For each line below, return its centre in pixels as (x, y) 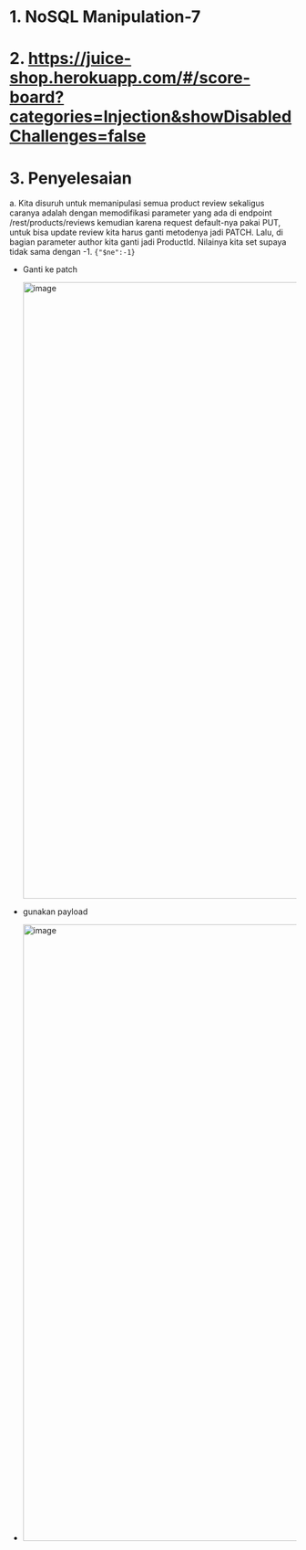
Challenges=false (78, 137)
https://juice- (80, 59)
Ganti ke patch (50, 269)
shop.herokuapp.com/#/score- (130, 78)
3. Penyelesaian (71, 178)
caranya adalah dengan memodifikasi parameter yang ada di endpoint (141, 213)
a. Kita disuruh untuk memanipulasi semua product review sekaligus (137, 204)
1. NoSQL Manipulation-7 (105, 17)
